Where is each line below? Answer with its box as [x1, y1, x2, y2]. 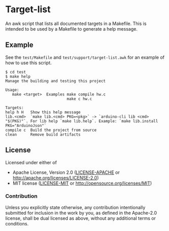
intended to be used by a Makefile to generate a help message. [5, 25, 138, 32]
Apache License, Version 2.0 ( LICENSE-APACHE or [12, 169, 120, 175]
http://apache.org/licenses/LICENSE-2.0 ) [12, 174, 99, 181]
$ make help [5, 74, 31, 79]
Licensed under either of [5, 159, 57, 165]
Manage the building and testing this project [5, 78, 106, 84]
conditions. [5, 220, 29, 226]
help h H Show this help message [5, 110, 81, 115]
